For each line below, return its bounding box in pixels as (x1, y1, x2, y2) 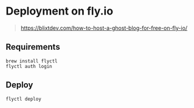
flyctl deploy (5, 96, 42, 102)
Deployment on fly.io (5, 4, 114, 18)
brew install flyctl (5, 58, 58, 64)
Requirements (5, 42, 60, 52)
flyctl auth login (5, 63, 52, 69)
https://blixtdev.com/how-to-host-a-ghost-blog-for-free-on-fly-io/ (20, 24, 188, 32)
